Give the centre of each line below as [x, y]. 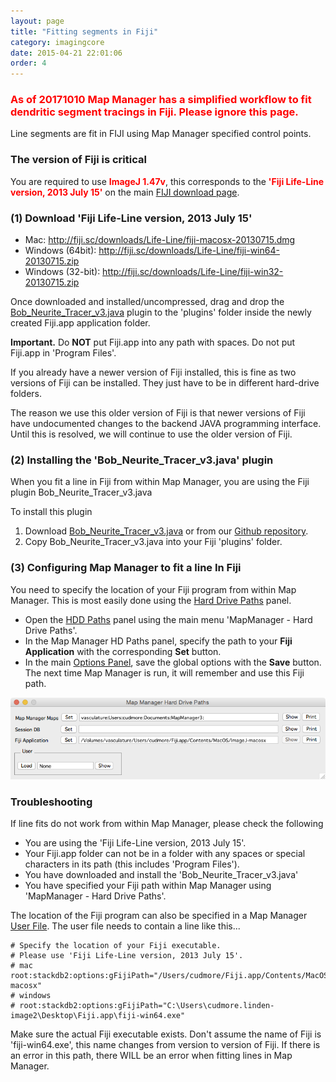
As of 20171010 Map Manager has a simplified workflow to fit [161, 100]
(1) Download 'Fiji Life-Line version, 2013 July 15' [131, 218]
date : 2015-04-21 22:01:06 [66, 53]
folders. [26, 394]
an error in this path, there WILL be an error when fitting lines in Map [151, 1056]
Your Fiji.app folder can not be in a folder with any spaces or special [165, 854]
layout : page [37, 21]
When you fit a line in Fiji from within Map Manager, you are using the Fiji [160, 482]
